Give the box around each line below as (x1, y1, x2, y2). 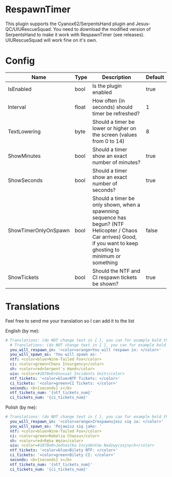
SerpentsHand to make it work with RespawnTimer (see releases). (5, 31, 145, 38)
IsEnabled (8, 85, 32, 93)
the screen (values (92, 131, 137, 138)
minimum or (92, 252, 121, 260)
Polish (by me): (5, 405, 37, 411)
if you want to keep (92, 240, 138, 247)
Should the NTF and (92, 267, 141, 274)
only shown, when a (92, 201, 141, 208)
